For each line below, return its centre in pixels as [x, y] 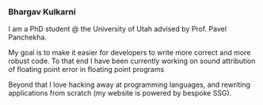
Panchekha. [28, 37]
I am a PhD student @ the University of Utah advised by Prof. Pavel [118, 29]
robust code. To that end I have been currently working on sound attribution [132, 61]
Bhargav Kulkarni [42, 12]
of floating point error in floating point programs [86, 69]
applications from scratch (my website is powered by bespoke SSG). [120, 93]
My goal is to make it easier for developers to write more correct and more [130, 53]
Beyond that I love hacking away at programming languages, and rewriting [130, 84]
